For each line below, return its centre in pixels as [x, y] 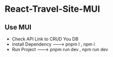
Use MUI [18, 27]
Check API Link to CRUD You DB [45, 39]
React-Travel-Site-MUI [53, 9]
